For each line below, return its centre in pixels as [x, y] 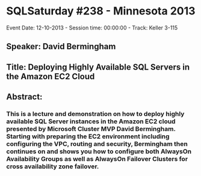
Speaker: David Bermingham [61, 47]
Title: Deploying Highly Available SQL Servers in [98, 67]
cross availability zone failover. [53, 166]
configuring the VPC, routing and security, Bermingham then [97, 144]
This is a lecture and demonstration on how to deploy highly [95, 114]
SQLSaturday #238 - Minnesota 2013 [101, 11]
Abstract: [24, 97]
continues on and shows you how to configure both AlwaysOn [99, 151]
